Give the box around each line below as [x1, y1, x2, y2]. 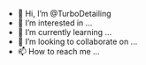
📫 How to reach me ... [17, 47, 100, 56]
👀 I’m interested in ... [17, 18, 93, 28]
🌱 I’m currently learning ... [17, 27, 112, 37]
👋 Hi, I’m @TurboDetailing [17, 9, 112, 18]
